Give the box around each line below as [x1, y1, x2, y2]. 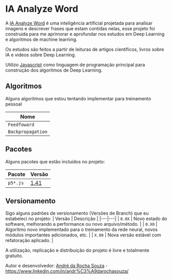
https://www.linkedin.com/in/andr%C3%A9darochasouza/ [5, 268, 129, 274]
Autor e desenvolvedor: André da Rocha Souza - [5, 263, 108, 269]
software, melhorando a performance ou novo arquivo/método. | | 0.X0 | [5, 221, 158, 227]
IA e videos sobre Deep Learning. [5, 52, 76, 58]
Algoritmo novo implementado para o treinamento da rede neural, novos [5, 226, 158, 233]
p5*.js [8, 180, 24, 186]
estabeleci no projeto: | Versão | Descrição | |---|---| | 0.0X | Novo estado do [5, 216, 168, 222]
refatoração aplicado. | [5, 238, 54, 244]
